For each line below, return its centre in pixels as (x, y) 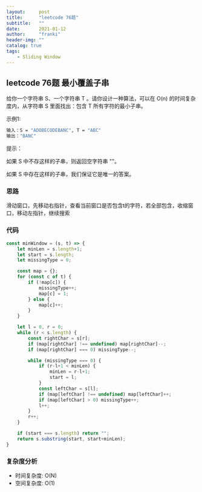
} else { (39, 299)
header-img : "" (25, 40)
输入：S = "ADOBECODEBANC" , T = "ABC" (54, 131)
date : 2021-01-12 (36, 29)
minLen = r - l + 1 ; (70, 372)
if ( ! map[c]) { (47, 283)
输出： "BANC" (21, 136)
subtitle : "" (25, 23)
